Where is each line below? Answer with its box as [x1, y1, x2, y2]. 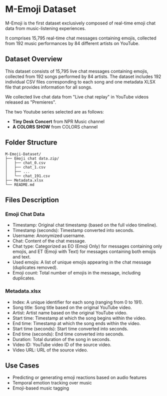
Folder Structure [5, 138, 57, 147]
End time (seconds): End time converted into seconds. [12, 331, 124, 337]
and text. [12, 254, 31, 260]
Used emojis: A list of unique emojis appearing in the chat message [12, 259, 151, 265]
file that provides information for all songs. [5, 84, 92, 90]
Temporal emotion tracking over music [12, 380, 92, 386]
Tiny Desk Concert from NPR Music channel [12, 118, 105, 124]
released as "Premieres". [5, 99, 56, 105]
